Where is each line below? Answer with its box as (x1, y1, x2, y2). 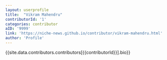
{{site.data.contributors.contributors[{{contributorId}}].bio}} (5, 49, 131, 55)
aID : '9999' (5, 26, 31, 31)
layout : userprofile (5, 7, 49, 13)
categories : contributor (5, 21, 58, 27)
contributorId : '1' (5, 17, 47, 22)
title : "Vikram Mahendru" (5, 12, 63, 17)
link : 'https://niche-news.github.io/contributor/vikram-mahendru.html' (5, 31, 163, 36)
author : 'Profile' (5, 36, 44, 41)
